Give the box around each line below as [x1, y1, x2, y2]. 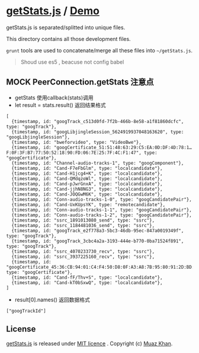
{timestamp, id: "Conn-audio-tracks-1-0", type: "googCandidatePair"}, [11, 196, 192, 203]
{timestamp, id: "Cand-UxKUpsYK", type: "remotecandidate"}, [11, 201, 166, 207]
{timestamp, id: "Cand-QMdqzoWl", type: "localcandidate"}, [11, 175, 163, 182]
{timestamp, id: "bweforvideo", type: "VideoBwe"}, [11, 139, 142, 145]
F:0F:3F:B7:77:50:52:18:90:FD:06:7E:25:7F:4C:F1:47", [6, 150, 142, 156]
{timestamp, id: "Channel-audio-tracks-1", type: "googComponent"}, [11, 160, 184, 166]
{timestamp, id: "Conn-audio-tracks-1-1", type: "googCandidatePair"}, [11, 207, 192, 213]
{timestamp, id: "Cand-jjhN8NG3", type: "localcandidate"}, [11, 186, 163, 192]
